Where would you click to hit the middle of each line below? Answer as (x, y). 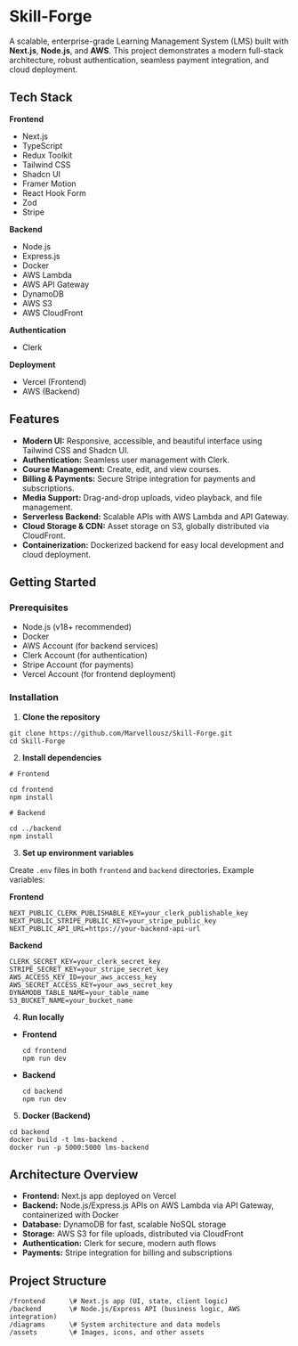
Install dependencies (62, 757)
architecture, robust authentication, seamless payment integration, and (139, 60)
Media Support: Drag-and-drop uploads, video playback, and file (142, 497)
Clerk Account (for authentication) (85, 656)
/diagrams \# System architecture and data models (115, 1325)
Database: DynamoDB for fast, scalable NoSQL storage (124, 1224)
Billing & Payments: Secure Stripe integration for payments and (139, 478)
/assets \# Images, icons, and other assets (107, 1333)
